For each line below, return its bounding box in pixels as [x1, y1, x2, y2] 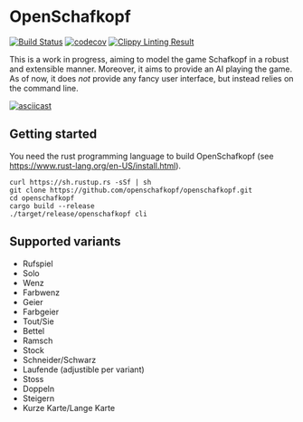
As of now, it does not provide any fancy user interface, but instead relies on [9, 72, 294, 83]
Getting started [9, 127, 98, 142]
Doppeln [22, 383, 55, 394]
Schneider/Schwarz [22, 354, 97, 365]
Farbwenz [22, 287, 61, 298]
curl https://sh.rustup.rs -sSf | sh [9, 177, 152, 187]
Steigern [22, 392, 55, 404]
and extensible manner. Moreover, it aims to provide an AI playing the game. [9, 63, 292, 74]
